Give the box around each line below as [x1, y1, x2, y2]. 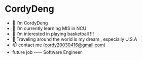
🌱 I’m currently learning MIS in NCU [12, 25, 87, 31]
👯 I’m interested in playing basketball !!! [12, 31, 94, 37]
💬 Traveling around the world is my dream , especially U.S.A [12, 36, 137, 42]
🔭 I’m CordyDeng [12, 20, 48, 26]
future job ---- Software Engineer [12, 49, 82, 55]
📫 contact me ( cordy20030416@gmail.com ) [12, 42, 106, 48]
